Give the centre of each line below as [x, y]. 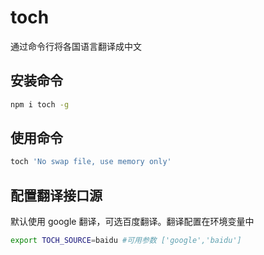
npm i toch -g [40, 104]
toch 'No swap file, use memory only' [91, 162]
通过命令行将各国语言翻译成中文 [76, 46]
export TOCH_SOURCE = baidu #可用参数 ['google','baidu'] [126, 241]
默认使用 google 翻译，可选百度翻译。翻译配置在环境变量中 [132, 222]
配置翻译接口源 [56, 195]
